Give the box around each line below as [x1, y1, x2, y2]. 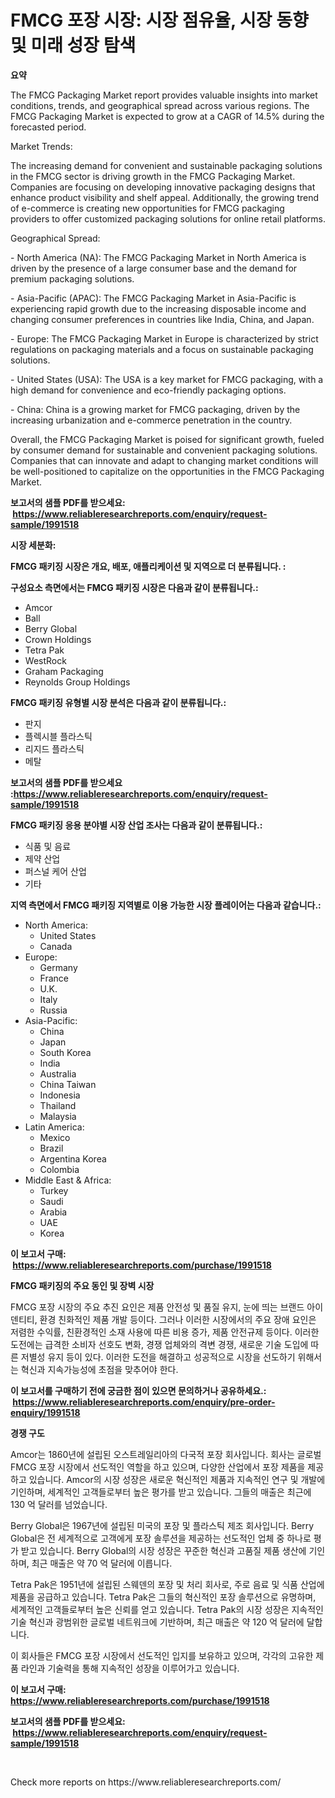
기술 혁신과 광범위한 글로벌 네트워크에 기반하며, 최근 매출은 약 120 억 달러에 [10, 1616, 305, 1628]
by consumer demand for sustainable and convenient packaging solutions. [10, 444, 318, 456]
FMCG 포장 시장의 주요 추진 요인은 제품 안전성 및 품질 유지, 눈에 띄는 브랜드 [10, 1301, 305, 1313]
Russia [39, 1004, 68, 1016]
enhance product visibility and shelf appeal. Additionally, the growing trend [10, 191, 320, 203]
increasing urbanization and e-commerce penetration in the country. [10, 414, 293, 426]
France [39, 972, 70, 984]
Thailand [39, 1099, 77, 1111]
